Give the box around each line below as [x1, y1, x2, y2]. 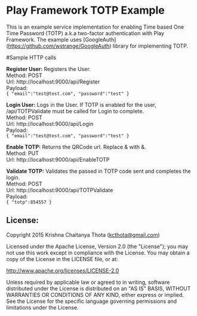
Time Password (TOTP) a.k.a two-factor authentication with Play [6, 29, 165, 36]
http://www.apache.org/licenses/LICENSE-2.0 [6, 267, 119, 274]
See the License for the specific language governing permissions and [6, 298, 177, 305]
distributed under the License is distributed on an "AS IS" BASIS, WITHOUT [6, 284, 191, 292]
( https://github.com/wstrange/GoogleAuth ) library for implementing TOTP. [6, 42, 189, 49]
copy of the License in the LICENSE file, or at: [6, 255, 118, 262]
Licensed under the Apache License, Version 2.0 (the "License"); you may [6, 243, 189, 250]
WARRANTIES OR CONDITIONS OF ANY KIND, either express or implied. [6, 291, 184, 298]
